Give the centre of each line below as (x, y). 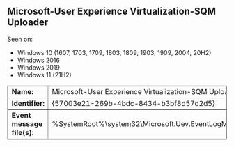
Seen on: (20, 39)
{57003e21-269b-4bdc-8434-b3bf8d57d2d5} (134, 103)
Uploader (28, 23)
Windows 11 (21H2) (44, 75)
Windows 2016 (39, 60)
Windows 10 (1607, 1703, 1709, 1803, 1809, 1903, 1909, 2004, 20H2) (114, 52)
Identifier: (28, 103)
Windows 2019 (39, 67)
